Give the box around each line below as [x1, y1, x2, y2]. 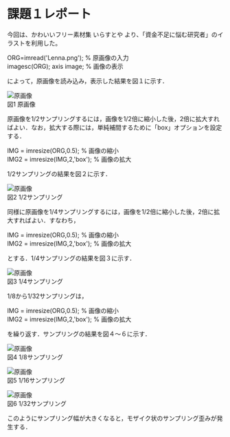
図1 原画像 [7, 100, 36, 108]
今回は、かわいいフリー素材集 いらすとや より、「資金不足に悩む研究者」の [7, 30, 218, 39]
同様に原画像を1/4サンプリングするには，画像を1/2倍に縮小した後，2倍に [7, 207, 214, 215]
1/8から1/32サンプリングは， [7, 292, 88, 300]
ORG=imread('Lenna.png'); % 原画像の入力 [7, 53, 129, 62]
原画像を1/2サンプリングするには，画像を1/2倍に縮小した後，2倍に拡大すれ [7, 114, 220, 122]
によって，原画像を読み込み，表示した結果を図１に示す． [7, 76, 168, 85]
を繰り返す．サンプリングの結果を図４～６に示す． [7, 330, 151, 338]
